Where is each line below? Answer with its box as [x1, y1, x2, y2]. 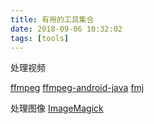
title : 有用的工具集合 [10, 14, 95, 25]
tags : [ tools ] [10, 33, 70, 43]
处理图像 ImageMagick [10, 102, 104, 115]
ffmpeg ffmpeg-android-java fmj [10, 82, 145, 94]
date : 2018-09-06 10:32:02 [10, 24, 123, 34]
